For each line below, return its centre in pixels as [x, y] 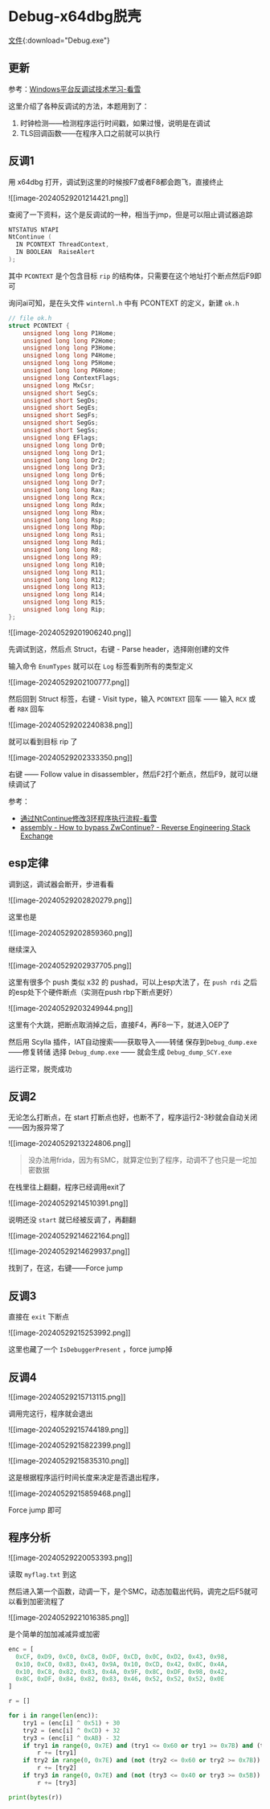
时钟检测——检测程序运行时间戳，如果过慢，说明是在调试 [115, 123]
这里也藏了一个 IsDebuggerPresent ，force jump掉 [90, 1349]
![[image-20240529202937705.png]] [70, 965]
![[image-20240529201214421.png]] [68, 198]
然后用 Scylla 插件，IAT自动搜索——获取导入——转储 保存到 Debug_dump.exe [133, 1042]
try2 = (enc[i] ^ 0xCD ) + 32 [72, 1730]
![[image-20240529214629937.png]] [69, 1251]
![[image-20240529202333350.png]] [70, 757]
